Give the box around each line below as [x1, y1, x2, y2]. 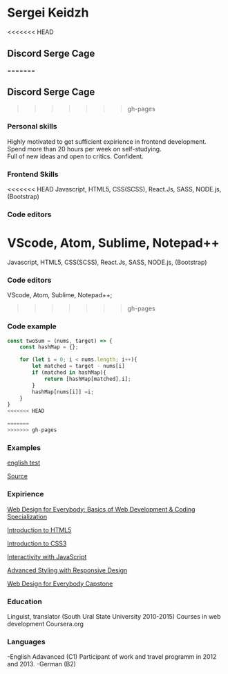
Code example [7, 321, 57, 331]
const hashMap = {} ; [19, 344, 79, 350]
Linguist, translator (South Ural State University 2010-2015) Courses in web [7, 612, 221, 620]
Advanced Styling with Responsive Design [7, 565, 128, 574]
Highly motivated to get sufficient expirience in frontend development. [7, 137, 207, 146]
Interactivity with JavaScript [7, 552, 87, 561]
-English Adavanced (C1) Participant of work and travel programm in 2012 [7, 653, 217, 661]
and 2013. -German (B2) [7, 660, 76, 668]
